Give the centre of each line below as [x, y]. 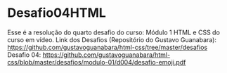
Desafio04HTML [57, 13]
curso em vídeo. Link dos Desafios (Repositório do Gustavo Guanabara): [112, 39]
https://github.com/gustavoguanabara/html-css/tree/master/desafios [108, 47]
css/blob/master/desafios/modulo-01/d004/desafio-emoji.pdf [97, 62]
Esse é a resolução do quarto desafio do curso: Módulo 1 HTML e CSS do [113, 32]
